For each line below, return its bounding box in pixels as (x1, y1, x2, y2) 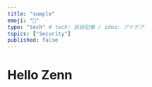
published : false (7, 37, 59, 44)
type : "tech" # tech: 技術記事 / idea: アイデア (7, 23, 145, 30)
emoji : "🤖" (7, 17, 40, 24)
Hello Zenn (7, 67, 73, 83)
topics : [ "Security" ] (7, 30, 71, 37)
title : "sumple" (7, 10, 55, 18)
